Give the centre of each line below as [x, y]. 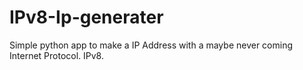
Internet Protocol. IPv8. [56, 55]
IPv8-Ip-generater [86, 17]
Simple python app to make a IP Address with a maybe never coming [151, 45]
